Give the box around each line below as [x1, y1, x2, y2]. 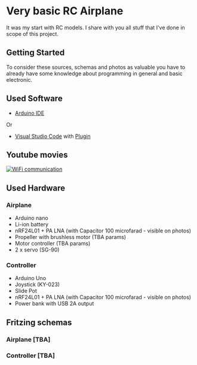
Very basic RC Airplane [6, 4, 124, 18]
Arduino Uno [14, 275, 47, 282]
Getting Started [6, 48, 65, 58]
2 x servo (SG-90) [14, 246, 60, 253]
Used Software [6, 94, 63, 104]
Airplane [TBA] [6, 335, 51, 343]
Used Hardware [6, 183, 66, 193]
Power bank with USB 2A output [14, 300, 94, 307]
